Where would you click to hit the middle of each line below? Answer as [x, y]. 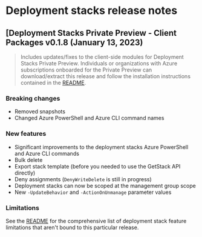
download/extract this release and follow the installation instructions [106, 76]
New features [26, 134]
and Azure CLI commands [47, 153]
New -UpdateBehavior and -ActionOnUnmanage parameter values [93, 192]
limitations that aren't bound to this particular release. [72, 227]
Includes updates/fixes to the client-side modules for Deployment [102, 57]
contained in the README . [53, 83]
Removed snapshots [40, 112]
